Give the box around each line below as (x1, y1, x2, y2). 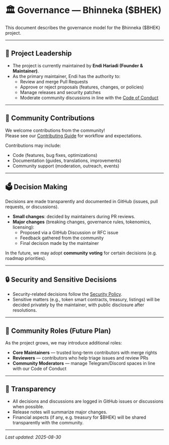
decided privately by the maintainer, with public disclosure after (12, 302, 144, 308)
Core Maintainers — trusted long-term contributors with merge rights (12, 349, 157, 355)
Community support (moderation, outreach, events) (12, 162, 120, 169)
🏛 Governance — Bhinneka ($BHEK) (5, 5, 162, 16)
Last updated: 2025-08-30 (5, 434, 61, 440)
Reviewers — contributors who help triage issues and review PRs (12, 355, 148, 361)
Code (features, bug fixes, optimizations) (12, 152, 98, 158)
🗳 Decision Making (5, 183, 68, 191)
